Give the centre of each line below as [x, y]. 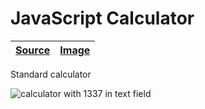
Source [33, 50]
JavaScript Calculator [102, 18]
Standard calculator [51, 74]
